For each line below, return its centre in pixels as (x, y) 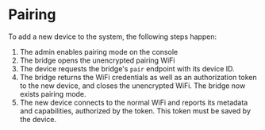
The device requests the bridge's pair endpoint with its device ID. (127, 68)
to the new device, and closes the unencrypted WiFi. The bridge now (132, 86)
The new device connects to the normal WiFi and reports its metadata (134, 102)
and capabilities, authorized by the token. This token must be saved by (135, 111)
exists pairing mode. (53, 94)
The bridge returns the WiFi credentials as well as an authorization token (138, 77)
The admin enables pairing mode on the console (99, 52)
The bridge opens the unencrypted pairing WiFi (97, 60)
